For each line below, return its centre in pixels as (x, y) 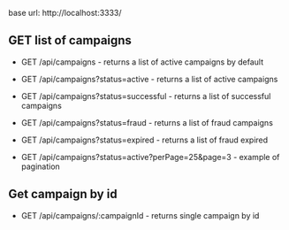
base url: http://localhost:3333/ (65, 13)
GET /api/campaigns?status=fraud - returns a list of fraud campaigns (147, 122)
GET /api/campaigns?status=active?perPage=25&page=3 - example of (150, 157)
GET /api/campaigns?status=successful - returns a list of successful (146, 96)
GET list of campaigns (70, 40)
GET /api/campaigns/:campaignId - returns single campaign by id (140, 215)
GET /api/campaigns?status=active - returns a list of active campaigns (149, 79)
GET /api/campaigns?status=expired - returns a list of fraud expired (144, 140)
